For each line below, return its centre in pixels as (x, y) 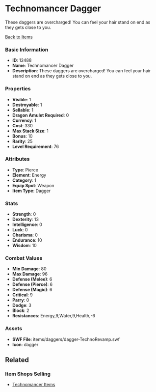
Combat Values (24, 258)
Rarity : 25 (22, 141)
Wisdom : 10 (24, 246)
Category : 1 (24, 180)
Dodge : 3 (22, 306)
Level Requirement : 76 (36, 146)
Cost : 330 (22, 125)
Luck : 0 (20, 230)
